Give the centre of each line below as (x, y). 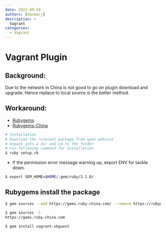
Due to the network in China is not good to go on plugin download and (77, 88)
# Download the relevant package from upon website (59, 139)
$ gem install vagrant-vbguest (37, 226)
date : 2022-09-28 (23, 10)
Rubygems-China (30, 125)
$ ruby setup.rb (22, 153)
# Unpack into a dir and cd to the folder (49, 144)
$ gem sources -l (23, 213)
